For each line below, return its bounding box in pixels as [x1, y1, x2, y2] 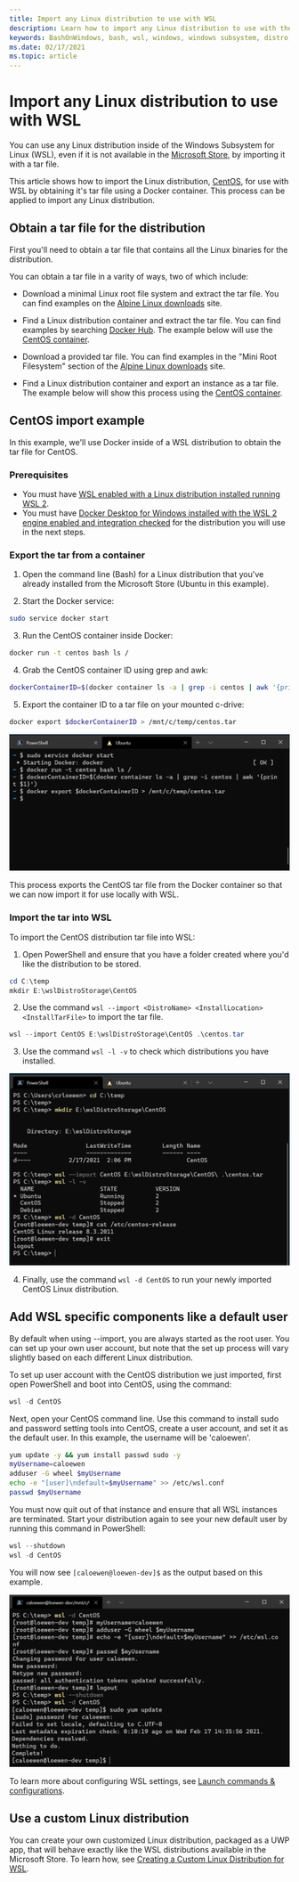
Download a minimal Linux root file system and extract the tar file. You [21, 288, 279, 298]
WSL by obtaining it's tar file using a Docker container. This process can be [9, 185, 286, 196]
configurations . [9, 1785, 65, 1796]
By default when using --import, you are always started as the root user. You [9, 1332, 290, 1344]
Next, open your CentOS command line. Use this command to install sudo [9, 1413, 279, 1424]
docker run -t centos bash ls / [9, 648, 129, 658]
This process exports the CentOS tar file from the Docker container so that [9, 880, 283, 891]
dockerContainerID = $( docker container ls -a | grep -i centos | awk [9, 683, 269, 692]
